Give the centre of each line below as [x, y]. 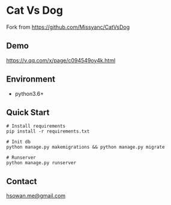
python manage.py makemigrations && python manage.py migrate [85, 147]
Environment [31, 79]
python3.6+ [29, 94]
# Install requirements [36, 126]
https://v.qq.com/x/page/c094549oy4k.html [61, 60]
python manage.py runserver [41, 163]
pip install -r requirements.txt [48, 132]
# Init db [19, 142]
